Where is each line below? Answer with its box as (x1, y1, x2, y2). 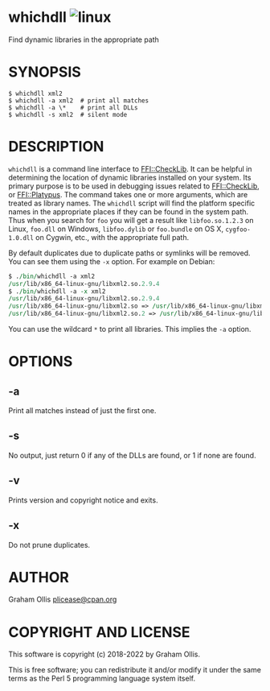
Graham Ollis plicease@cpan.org (8, 594, 117, 604)
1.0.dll (8, 234, 35, 242)
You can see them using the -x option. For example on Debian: (8, 256, 215, 266)
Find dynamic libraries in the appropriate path (8, 35, 159, 44)
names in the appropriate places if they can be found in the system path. (8, 206, 249, 217)
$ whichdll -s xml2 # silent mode (8, 110, 128, 118)
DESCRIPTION (8, 138, 104, 156)
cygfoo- (224, 226, 251, 234)
